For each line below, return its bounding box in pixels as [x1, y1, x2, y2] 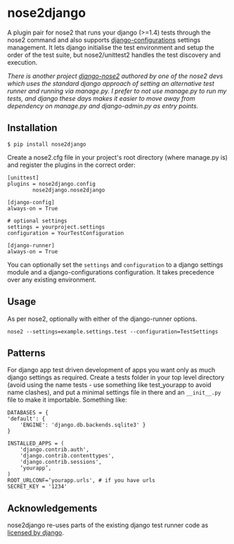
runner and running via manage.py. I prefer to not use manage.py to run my [7, 87, 227, 95]
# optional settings [7, 217, 68, 224]
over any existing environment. [7, 275, 97, 284]
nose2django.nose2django [32, 186, 105, 194]
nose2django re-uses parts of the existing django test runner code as [7, 521, 209, 529]
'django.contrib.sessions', [20, 459, 102, 466]
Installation [7, 122, 58, 134]
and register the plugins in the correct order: [7, 160, 136, 169]
